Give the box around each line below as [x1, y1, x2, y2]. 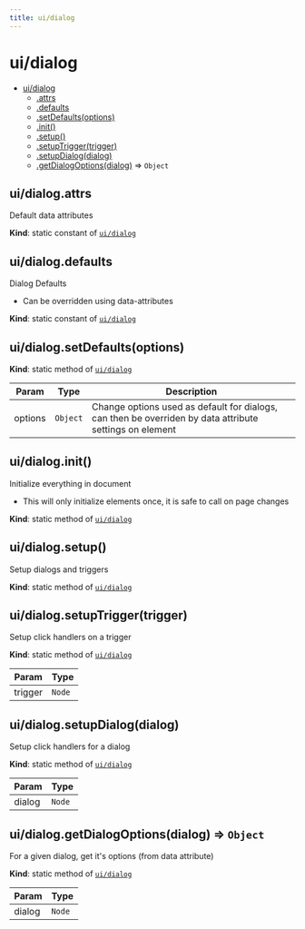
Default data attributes [9, 210, 93, 221]
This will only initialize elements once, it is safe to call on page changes [22, 496, 290, 507]
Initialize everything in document [9, 478, 132, 489]
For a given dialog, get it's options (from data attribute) [9, 851, 214, 862]
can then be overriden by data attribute [92, 412, 259, 424]
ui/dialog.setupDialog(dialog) [9, 717, 180, 732]
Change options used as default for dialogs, [92, 400, 279, 413]
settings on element [92, 423, 177, 436]
